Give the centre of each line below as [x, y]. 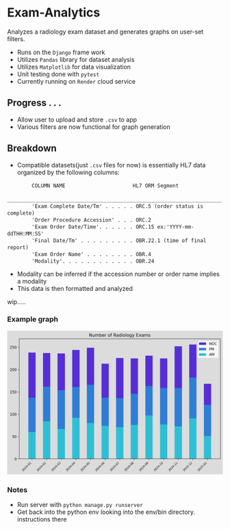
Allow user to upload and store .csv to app [77, 119]
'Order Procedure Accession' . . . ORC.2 [92, 220]
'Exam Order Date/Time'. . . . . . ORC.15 [93, 227]
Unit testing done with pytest [58, 74]
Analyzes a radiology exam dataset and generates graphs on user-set [105, 32]
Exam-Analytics [54, 13]
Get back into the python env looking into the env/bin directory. [106, 512]
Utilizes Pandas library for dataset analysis [76, 59]
